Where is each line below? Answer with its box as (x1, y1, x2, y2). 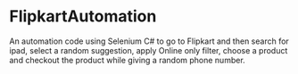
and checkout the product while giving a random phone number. (9, 54, 245, 65)
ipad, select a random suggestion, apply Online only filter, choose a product (9, 45, 288, 55)
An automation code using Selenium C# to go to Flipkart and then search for (9, 36, 290, 46)
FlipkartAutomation (9, 6, 157, 27)
